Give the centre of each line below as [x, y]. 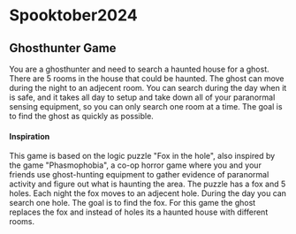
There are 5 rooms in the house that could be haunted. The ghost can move [147, 79]
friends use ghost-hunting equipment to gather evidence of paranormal [139, 175]
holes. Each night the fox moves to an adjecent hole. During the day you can [148, 193]
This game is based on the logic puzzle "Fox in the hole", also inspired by [142, 156]
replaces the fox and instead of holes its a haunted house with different [139, 212]
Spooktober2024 [74, 15]
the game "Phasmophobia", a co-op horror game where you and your [136, 165]
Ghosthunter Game [63, 48]
